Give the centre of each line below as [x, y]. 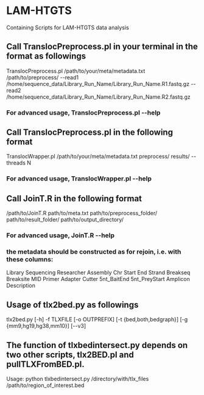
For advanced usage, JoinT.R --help [60, 235]
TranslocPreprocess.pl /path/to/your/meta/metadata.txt [76, 71]
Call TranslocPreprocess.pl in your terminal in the [102, 47]
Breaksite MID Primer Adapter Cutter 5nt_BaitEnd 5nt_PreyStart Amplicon [98, 279]
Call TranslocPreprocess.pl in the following [90, 133]
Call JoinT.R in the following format [74, 198]
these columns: [30, 260]
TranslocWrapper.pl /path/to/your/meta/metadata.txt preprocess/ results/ [98, 157]
